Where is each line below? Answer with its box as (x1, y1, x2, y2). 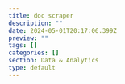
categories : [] (8, 49, 60, 57)
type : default (8, 64, 56, 72)
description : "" (8, 19, 63, 27)
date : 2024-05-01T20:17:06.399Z (8, 26, 117, 34)
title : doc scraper (8, 11, 74, 20)
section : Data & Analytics (8, 57, 99, 65)
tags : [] (8, 42, 38, 50)
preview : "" (8, 34, 48, 42)
